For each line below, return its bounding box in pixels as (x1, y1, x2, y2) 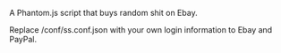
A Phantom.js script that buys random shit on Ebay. (9, 8, 199, 18)
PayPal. (9, 34, 38, 44)
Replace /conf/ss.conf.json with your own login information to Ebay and (9, 25, 273, 34)
